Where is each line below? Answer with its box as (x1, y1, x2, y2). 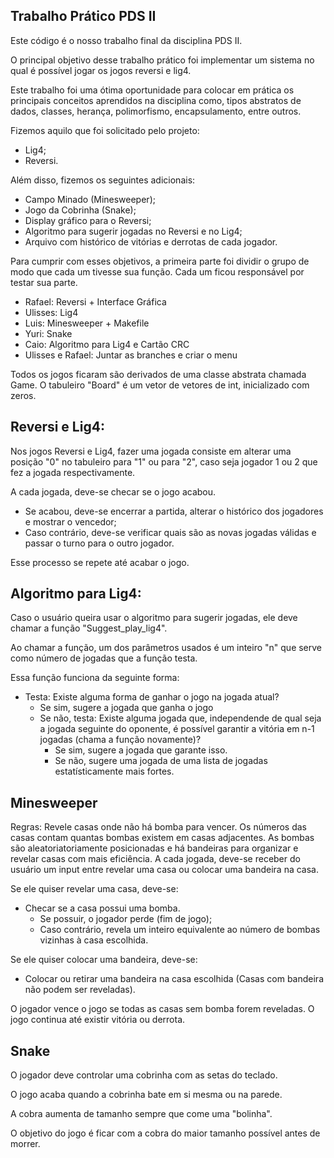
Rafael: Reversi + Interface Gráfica (24, 295, 167, 308)
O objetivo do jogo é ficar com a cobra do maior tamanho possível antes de (10, 1127, 321, 1139)
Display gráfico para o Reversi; (24, 214, 152, 226)
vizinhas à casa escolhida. (39, 934, 149, 946)
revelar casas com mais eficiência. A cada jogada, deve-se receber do (10, 853, 301, 865)
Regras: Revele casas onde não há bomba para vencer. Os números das (10, 821, 307, 833)
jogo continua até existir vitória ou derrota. (10, 1014, 186, 1026)
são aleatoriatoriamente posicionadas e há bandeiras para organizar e (10, 842, 299, 854)
